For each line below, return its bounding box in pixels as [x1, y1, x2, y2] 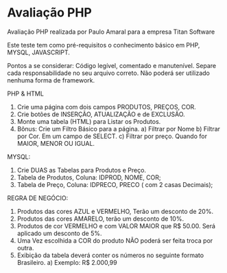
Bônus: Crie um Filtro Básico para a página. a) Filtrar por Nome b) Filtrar [16, 124, 221, 133]
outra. [16, 243, 34, 252]
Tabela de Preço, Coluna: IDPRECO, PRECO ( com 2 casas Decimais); [16, 180, 213, 188]
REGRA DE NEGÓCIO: [7, 194, 69, 202]
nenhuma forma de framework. [7, 76, 95, 84]
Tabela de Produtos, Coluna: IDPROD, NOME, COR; [16, 173, 161, 182]
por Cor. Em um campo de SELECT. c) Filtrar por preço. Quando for [16, 132, 208, 140]
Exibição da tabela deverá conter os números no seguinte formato [16, 251, 204, 259]
